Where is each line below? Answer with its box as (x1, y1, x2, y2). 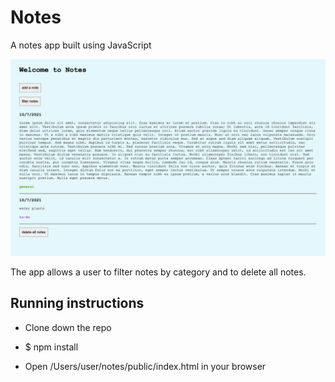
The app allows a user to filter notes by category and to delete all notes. (10, 266, 307, 278)
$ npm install (24, 341, 79, 353)
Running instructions (10, 295, 145, 312)
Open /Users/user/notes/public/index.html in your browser (24, 360, 267, 372)
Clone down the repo (24, 321, 112, 333)
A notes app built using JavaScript (10, 39, 152, 51)
